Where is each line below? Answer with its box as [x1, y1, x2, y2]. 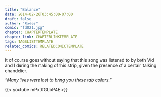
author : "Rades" [5, 21, 38, 26]
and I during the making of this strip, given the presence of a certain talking [5, 62, 157, 68]
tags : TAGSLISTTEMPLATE [5, 39, 54, 44]
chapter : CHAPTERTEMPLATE [5, 30, 58, 35]
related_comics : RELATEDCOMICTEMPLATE [5, 44, 84, 48]
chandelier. [5, 67, 28, 73]
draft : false [5, 16, 32, 21]
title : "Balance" [5, 7, 40, 12]
